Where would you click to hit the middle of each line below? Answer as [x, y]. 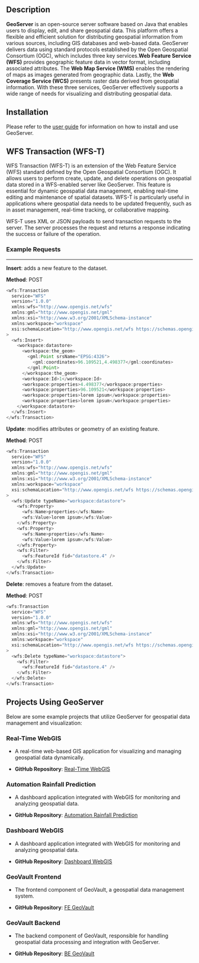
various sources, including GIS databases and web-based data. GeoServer [97, 43]
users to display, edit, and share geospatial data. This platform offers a [92, 30]
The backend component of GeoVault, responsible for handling [92, 936]
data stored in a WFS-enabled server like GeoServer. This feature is [89, 185]
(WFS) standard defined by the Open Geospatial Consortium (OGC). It [91, 172]
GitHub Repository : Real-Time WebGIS [62, 769]
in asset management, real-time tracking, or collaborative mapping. [88, 210]
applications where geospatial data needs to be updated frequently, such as [99, 204]
